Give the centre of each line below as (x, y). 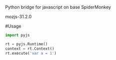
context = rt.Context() (30, 49)
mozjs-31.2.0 (18, 16)
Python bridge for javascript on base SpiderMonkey (58, 7)
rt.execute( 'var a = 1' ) (31, 53)
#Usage (13, 26)
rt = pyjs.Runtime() (27, 44)
